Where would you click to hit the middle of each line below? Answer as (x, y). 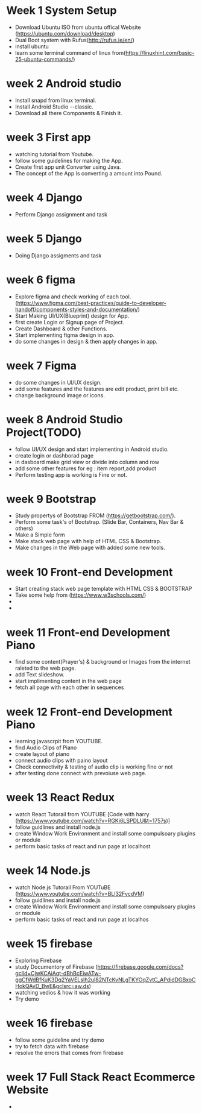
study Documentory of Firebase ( (56, 967)
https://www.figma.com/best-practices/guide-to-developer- (92, 303)
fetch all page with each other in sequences (69, 687)
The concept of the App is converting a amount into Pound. (89, 173)
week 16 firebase (50, 1023)
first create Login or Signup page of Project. (70, 322)
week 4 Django (44, 198)
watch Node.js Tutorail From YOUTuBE (63, 887)
